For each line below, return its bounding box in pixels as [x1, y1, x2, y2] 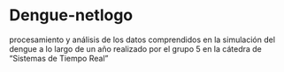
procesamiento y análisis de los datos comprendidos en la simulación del [9, 34, 276, 45]
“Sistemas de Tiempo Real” [9, 53, 109, 63]
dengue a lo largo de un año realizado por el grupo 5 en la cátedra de [9, 43, 263, 54]
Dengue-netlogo [9, 5, 134, 25]
